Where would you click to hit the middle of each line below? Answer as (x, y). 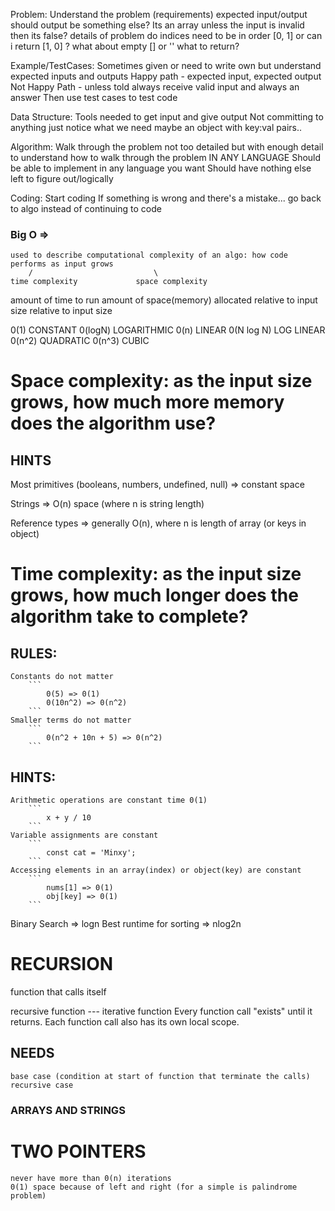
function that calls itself (58, 992)
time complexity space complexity (109, 282)
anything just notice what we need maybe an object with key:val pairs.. (156, 127)
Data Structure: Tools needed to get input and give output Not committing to (167, 117)
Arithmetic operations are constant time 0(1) (109, 800)
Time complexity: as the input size (156, 574)
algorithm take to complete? (129, 616)
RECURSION (62, 964)
